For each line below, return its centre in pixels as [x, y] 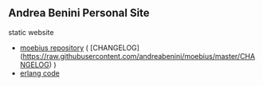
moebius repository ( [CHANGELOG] [79, 48]
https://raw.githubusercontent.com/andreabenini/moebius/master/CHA [139, 56]
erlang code [39, 73]
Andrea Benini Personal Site [79, 13]
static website [31, 32]
